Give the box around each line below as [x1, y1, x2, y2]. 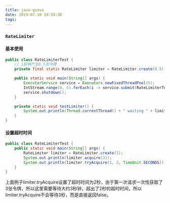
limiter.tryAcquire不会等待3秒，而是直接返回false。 [5, 192, 111, 198]
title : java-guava [5, 7, 44, 13]
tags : [5, 17, 17, 22]
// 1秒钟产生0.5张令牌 [14, 62, 57, 67]
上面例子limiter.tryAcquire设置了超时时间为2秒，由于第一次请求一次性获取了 [5, 179, 163, 185]
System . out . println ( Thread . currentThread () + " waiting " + [23, 109, 153, 114]
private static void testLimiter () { [14, 104, 94, 109]
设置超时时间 [5, 129, 32, 136]
